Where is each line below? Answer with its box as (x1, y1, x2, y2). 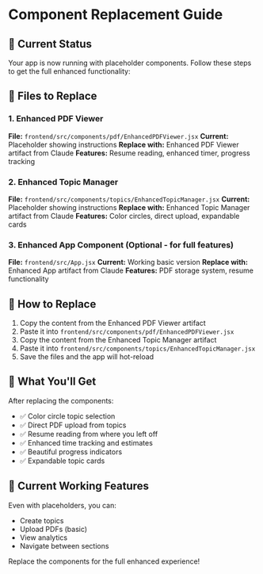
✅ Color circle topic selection (19, 411, 116, 421)
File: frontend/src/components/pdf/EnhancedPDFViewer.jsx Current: (8, 131, 229, 140)
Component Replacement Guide (8, 6, 223, 24)
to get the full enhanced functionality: (8, 67, 131, 76)
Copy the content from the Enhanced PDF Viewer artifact (19, 319, 206, 328)
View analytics (19, 533, 68, 542)
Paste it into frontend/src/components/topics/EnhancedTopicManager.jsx (19, 343, 256, 354)
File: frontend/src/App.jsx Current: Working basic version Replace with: (8, 258, 248, 267)
